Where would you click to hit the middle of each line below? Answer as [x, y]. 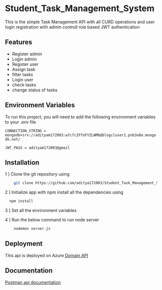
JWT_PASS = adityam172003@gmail [37, 148]
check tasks [24, 85]
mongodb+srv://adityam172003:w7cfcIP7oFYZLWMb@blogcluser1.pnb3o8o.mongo [81, 135]
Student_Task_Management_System [80, 8]
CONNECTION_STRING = [26, 131]
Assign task [24, 69]
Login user [23, 79]
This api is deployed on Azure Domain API [47, 255]
